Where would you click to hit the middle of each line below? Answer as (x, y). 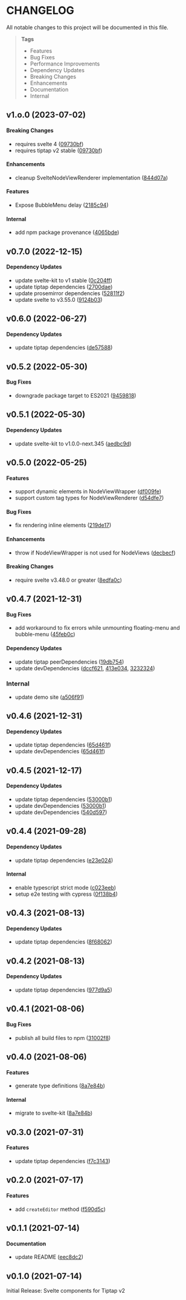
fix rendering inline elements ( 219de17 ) (63, 525)
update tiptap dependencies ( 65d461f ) (63, 745)
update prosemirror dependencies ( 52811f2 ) (70, 293)
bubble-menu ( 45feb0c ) (45, 635)
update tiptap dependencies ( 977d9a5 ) (64, 990)
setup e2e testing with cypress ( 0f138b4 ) (66, 894)
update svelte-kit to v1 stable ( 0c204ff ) (64, 280)
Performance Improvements (65, 64)
